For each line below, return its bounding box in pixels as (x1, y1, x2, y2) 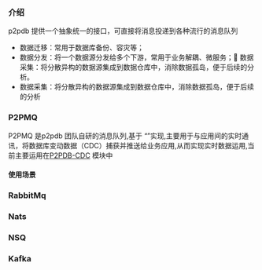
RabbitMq (8, 190, 46, 201)
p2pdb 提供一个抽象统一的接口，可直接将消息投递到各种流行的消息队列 (8, 26, 238, 36)
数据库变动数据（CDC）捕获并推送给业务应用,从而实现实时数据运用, (28, 140, 248, 150)
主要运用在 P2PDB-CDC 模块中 (14, 151, 113, 160)
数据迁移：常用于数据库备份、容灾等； (19, 43, 144, 53)
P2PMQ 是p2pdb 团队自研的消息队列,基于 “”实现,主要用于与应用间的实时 (8, 131, 242, 140)
